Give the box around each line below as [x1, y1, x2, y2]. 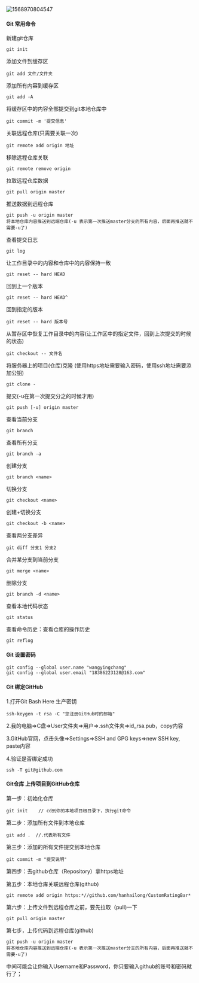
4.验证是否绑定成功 [6, 755, 53, 762]
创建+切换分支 [6, 509, 42, 516]
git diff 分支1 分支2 [6, 545, 57, 551]
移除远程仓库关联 [6, 154, 48, 161]
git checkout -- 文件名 [6, 351, 63, 357]
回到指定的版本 [6, 306, 43, 313]
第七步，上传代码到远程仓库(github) [6, 927, 94, 934]
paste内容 [6, 742, 31, 750]
